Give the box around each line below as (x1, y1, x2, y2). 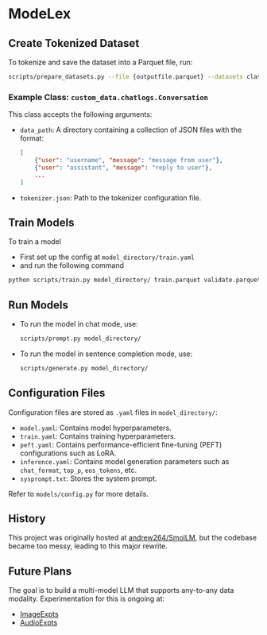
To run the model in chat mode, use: (19, 319, 138, 329)
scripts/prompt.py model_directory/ (19, 335, 141, 343)
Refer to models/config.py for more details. (8, 489, 149, 498)
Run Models (8, 298, 69, 312)
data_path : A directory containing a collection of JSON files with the (19, 125, 242, 135)
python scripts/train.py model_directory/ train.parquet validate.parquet (8, 276, 261, 285)
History (8, 512, 46, 525)
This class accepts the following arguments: (8, 110, 153, 119)
